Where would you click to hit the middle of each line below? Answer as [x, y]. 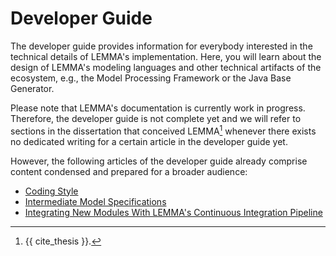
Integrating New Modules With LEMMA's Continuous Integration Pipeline [173, 212]
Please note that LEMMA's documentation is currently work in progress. [158, 108]
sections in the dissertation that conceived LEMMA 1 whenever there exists [163, 130]
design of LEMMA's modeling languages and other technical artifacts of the [166, 67]
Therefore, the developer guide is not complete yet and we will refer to [156, 118]
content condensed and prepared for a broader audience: [129, 171]
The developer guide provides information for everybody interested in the [161, 46]
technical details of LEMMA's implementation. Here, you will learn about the [166, 56]
